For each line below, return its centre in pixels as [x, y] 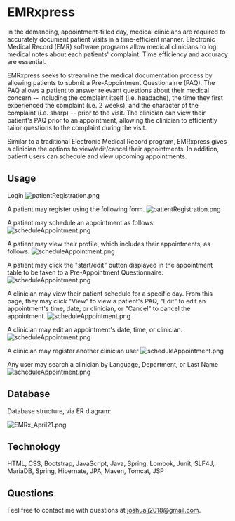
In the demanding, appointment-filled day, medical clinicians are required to [116, 32]
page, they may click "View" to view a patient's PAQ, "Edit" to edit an [107, 301]
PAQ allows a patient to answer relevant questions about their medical [108, 90]
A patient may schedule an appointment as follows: [81, 222]
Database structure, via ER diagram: [59, 411]
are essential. [27, 61]
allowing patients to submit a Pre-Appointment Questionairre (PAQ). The [111, 82]
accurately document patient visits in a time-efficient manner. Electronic [111, 39]
